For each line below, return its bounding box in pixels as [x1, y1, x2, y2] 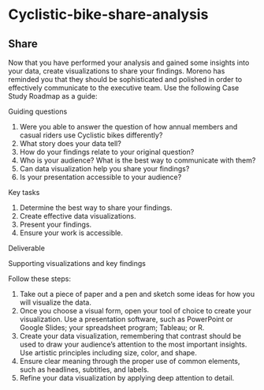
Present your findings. [19, 219, 92, 229]
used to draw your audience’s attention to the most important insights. [19, 339, 247, 349]
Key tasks [8, 188, 40, 197]
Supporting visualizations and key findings [8, 259, 146, 268]
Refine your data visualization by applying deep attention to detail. [19, 373, 235, 382]
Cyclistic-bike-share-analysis [8, 6, 209, 24]
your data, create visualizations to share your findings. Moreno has [8, 66, 225, 76]
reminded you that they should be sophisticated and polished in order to [8, 75, 243, 84]
